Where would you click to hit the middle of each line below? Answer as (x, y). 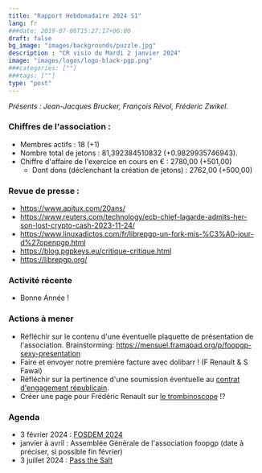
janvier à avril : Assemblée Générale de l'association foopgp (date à (132, 442)
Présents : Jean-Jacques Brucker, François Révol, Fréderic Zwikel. (119, 106)
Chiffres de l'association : (59, 127)
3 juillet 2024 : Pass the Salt (66, 460)
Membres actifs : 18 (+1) (60, 144)
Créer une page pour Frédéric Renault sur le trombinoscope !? (123, 396)
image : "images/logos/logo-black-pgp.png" (80, 61)
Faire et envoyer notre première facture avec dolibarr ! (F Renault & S (134, 362)
